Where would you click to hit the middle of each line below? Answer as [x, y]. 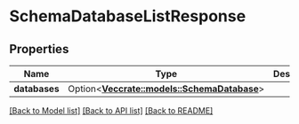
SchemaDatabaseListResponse [128, 16]
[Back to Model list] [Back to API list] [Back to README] [111, 111]
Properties [39, 49]
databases [36, 89]
